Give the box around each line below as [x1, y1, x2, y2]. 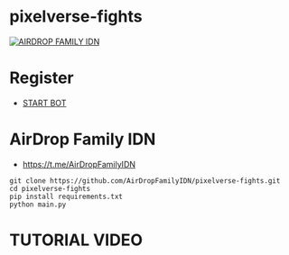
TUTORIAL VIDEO [9, 230, 143, 250]
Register [9, 68, 74, 88]
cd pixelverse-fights [9, 184, 91, 193]
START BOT [22, 97, 67, 108]
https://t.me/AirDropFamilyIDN [22, 159, 136, 169]
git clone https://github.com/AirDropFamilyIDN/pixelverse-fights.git [9, 176, 281, 186]
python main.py [9, 200, 67, 209]
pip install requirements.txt [9, 192, 124, 201]
